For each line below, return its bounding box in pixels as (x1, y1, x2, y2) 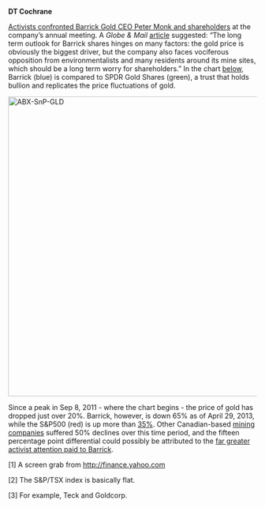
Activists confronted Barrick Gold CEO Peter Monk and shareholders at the (8, 22, 251, 31)
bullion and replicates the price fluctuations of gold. (8, 81, 176, 90)
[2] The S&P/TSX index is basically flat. (8, 476, 136, 484)
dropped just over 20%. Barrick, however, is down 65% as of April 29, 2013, (8, 411, 255, 420)
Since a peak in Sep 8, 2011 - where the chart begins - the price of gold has (8, 403, 254, 412)
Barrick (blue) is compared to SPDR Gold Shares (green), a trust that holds (8, 73, 250, 81)
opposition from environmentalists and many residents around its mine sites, (8, 55, 256, 65)
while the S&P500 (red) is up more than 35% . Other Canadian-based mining (8, 420, 255, 429)
